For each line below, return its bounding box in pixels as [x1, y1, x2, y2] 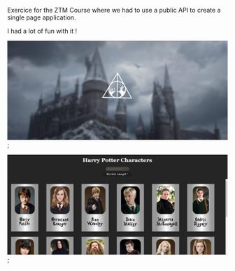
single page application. [7, 13, 76, 22]
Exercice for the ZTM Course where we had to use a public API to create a [7, 6, 221, 14]
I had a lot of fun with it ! [7, 27, 78, 35]
